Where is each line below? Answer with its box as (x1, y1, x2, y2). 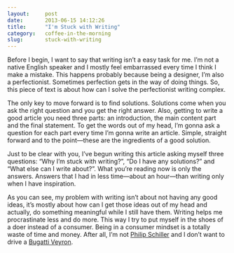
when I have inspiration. (7, 179, 76, 188)
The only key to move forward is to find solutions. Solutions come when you (7, 99, 226, 107)
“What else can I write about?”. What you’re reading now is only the (7, 165, 202, 173)
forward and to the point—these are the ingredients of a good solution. (7, 136, 212, 144)
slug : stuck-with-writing (7, 36, 102, 43)
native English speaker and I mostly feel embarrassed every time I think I (7, 63, 216, 71)
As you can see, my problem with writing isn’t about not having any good (7, 193, 218, 202)
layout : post (7, 10, 58, 18)
